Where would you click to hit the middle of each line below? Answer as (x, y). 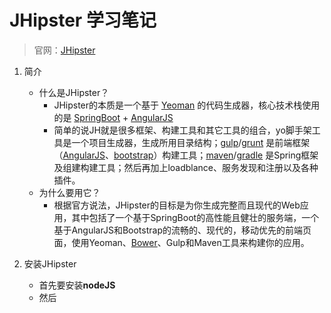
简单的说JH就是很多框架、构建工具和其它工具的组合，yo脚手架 (182, 130)
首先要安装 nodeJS (77, 285)
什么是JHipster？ (74, 92)
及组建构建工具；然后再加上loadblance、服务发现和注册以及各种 (186, 167)
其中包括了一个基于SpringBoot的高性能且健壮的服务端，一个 (195, 217)
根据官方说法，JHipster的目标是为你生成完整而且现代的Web (177, 205)
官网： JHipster (64, 50)
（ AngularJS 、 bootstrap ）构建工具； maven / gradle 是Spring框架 (186, 155)
